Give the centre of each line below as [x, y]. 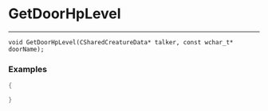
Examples [28, 69]
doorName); [26, 49]
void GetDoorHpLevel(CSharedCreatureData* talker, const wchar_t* [121, 42]
